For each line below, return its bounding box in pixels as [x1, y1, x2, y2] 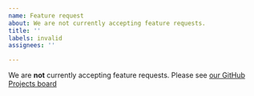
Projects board [8, 79, 58, 89]
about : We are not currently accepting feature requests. [8, 19, 206, 27]
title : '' [8, 26, 42, 34]
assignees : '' [8, 42, 56, 50]
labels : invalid [8, 34, 62, 42]
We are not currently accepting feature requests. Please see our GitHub [8, 70, 246, 80]
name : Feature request [8, 11, 84, 20]
